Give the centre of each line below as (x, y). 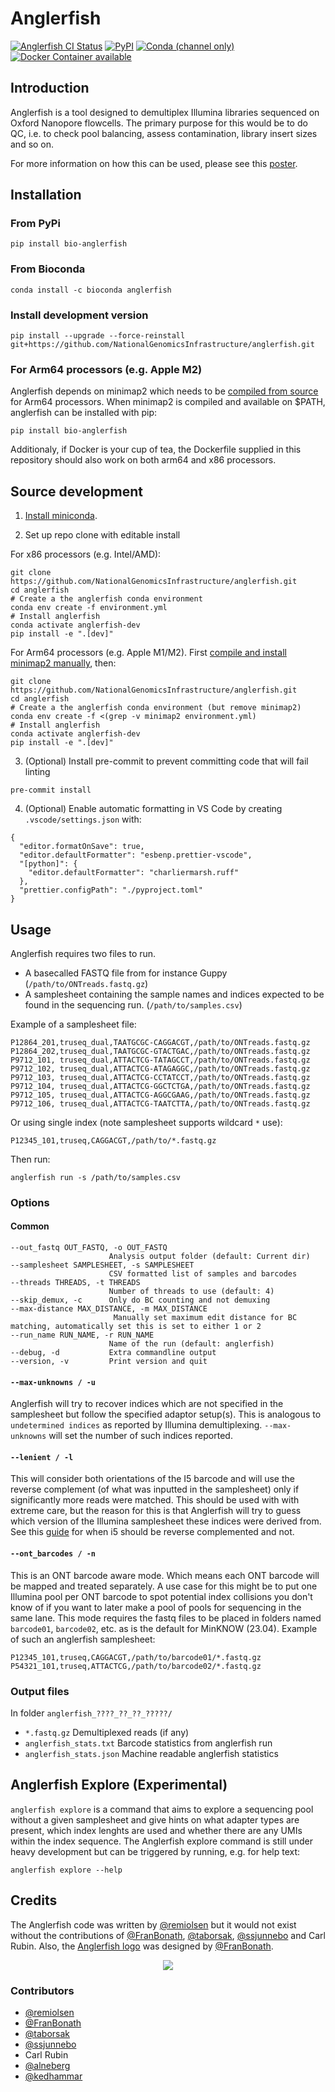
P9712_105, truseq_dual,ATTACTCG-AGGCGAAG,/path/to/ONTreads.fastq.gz (160, 1095)
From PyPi (35, 224)
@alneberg (47, 2065)
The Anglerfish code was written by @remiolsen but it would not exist (153, 1924)
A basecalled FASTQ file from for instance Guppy (126, 973)
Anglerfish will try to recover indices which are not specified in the (147, 1404)
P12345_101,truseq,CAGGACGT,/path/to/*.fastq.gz (113, 1140)
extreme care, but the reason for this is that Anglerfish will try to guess (156, 1511)
